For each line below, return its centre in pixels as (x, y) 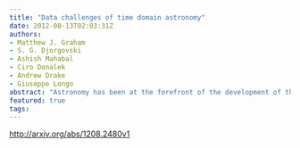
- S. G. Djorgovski (46, 51)
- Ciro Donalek (37, 68)
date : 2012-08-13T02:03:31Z (62, 26)
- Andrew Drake (37, 76)
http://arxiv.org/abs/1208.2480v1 (70, 134)
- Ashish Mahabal (42, 59)
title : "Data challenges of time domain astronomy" (107, 17)
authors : (25, 34)
